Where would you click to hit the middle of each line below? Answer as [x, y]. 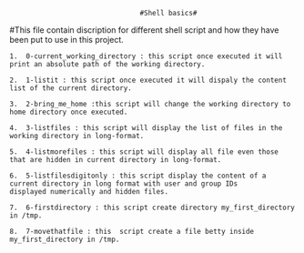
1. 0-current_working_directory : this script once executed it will [146, 56]
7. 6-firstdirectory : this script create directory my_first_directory [152, 207]
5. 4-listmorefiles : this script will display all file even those [144, 152]
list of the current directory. [71, 88]
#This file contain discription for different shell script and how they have [144, 30]
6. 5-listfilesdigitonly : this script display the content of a [138, 176]
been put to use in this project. [67, 40]
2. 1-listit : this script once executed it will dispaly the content [148, 80]
